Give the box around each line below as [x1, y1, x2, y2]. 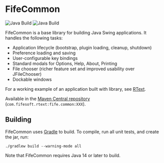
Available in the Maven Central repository [5, 96, 90, 102]
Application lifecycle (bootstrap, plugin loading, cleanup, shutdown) [12, 44, 152, 50]
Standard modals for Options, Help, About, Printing [12, 60, 117, 66]
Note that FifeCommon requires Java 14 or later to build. [5, 152, 121, 158]
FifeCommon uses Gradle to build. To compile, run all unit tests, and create [5, 129, 159, 135]
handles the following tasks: [5, 35, 63, 41]
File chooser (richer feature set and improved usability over [12, 66, 135, 72]
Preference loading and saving [12, 50, 76, 56]
